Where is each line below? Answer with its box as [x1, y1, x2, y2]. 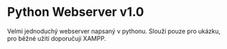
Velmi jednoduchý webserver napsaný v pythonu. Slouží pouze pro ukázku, [7, 27, 221, 35]
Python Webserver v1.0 [7, 4, 144, 20]
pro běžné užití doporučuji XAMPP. [7, 34, 107, 42]
